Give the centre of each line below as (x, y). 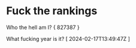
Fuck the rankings (52, 11)
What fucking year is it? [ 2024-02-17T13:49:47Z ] (68, 39)
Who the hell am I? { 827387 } (43, 27)
